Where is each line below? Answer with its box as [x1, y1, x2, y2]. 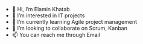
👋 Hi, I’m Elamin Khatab [11, 6, 71, 12]
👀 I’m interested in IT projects [11, 12, 85, 19]
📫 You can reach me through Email [11, 32, 101, 38]
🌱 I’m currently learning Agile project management [11, 18, 138, 25]
